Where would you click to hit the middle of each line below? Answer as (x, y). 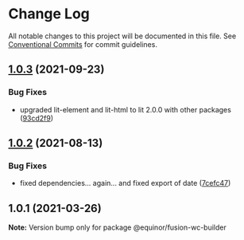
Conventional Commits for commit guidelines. (83, 44)
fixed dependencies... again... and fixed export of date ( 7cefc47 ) (125, 183)
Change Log (49, 14)
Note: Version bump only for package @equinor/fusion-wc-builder (117, 227)
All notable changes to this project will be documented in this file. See (122, 36)
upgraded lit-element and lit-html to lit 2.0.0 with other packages (126, 109)
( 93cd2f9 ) (37, 118)
